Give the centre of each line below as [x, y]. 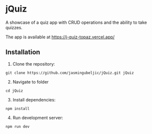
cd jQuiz [14, 91]
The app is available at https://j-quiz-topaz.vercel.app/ [60, 37]
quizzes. [14, 27]
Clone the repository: [34, 64]
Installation [23, 52]
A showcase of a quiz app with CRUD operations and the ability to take [76, 22]
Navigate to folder [31, 82]
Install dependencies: [34, 100]
